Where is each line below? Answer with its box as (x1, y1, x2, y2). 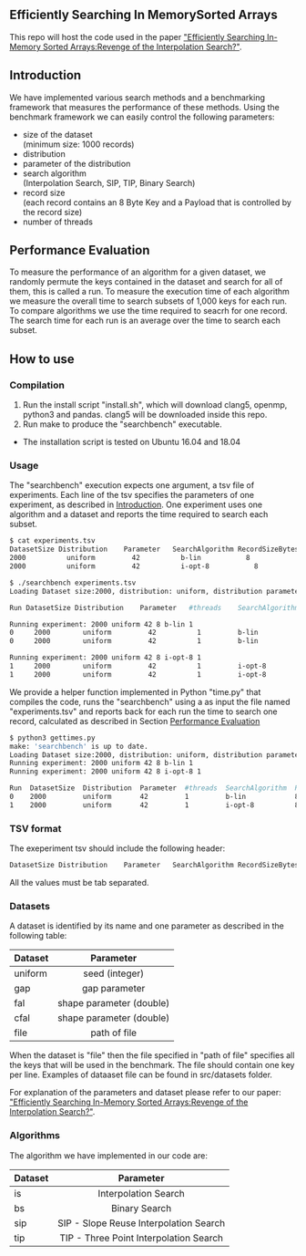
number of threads (22, 216, 94, 227)
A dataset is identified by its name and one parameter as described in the (9, 920, 285, 931)
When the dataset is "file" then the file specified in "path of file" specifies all (9, 1050, 295, 1061)
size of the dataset (22, 129, 93, 140)
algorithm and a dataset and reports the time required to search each (9, 509, 269, 520)
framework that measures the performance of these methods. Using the (9, 101, 280, 112)
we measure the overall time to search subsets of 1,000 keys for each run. (9, 296, 288, 306)
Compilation (9, 379, 66, 391)
